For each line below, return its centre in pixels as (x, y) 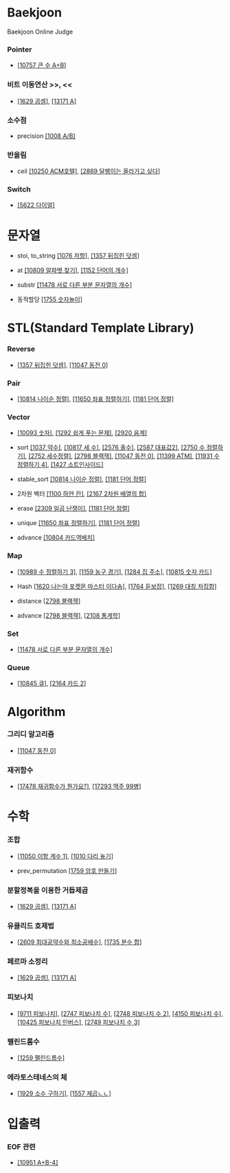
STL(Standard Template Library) (101, 328)
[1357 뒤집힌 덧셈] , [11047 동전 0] (62, 364)
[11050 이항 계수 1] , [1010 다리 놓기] (65, 856)
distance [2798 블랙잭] (49, 601)
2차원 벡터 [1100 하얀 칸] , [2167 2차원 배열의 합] (82, 494)
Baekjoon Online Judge (40, 32)
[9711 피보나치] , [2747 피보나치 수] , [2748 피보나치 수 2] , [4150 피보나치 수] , (120, 1013)
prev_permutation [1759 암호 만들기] (67, 870)
